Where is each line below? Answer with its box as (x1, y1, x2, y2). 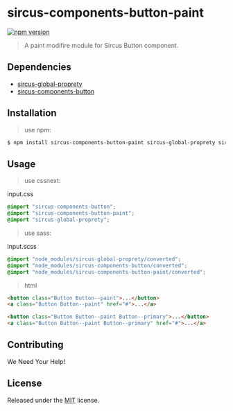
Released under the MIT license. (7, 396, 100, 404)
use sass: (24, 229, 52, 237)
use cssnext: (24, 177, 61, 185)
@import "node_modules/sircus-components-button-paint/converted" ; (7, 268, 207, 275)
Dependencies (7, 61, 71, 73)
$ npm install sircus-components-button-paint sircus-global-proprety (7, 139, 216, 146)
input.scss (7, 242, 37, 250)
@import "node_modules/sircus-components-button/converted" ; (7, 262, 188, 269)
